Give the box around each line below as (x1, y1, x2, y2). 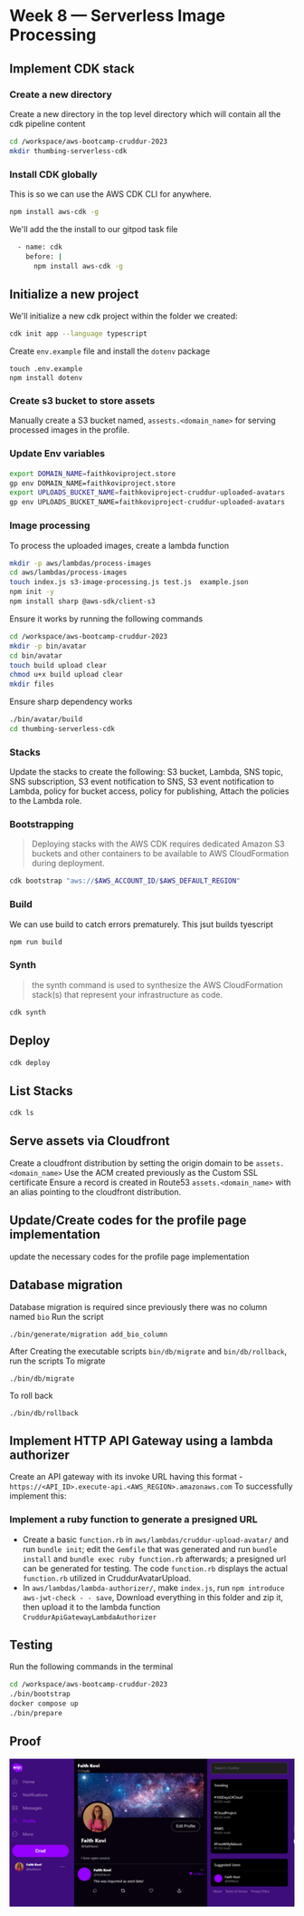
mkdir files (9, 679, 54, 689)
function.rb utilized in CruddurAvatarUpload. (22, 1572, 192, 1583)
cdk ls (9, 1109, 34, 1118)
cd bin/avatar (9, 650, 63, 660)
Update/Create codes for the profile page (9, 1213, 247, 1228)
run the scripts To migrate (9, 1355, 106, 1366)
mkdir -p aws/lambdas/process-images (9, 559, 152, 568)
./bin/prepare (9, 1709, 63, 1718)
